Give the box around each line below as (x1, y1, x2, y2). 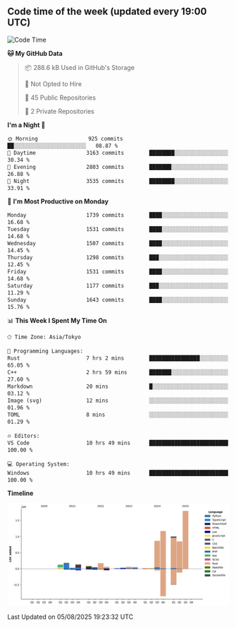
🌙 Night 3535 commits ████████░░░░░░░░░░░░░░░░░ (7, 177, 229, 184)
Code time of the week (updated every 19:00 (7, 6, 207, 18)
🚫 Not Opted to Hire (24, 79, 82, 88)
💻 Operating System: (7, 461, 70, 468)
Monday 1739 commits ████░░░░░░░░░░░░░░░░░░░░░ (7, 211, 229, 218)
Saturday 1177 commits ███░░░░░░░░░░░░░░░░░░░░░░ (7, 282, 229, 289)
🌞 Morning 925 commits (7, 135, 123, 142)
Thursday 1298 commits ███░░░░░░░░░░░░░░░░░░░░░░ (7, 254, 229, 261)
